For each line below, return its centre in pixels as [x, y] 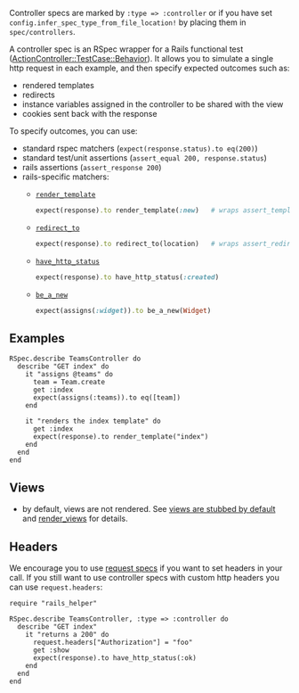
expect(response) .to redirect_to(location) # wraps [137, 243]
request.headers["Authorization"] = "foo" [113, 642]
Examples [37, 338]
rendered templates [58, 85]
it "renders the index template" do [93, 421]
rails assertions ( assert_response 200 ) [92, 167]
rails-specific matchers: [65, 177]
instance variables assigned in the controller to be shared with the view [153, 104]
